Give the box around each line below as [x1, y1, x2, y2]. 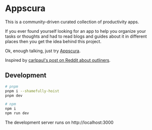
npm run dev [5, 111, 29, 116]
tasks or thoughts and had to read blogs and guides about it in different [5, 33, 147, 39]
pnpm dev [5, 93, 23, 98]
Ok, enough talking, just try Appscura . [5, 48, 81, 54]
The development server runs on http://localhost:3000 [5, 119, 114, 125]
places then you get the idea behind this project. [5, 38, 102, 44]
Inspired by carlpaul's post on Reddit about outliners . [5, 57, 111, 63]
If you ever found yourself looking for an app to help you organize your [5, 28, 146, 34]
